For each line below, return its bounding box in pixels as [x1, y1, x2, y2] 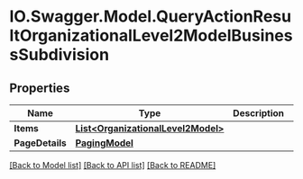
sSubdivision [9, 45, 110, 65]
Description [233, 107, 285, 119]
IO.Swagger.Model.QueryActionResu [9, 6, 291, 27]
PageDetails [14, 137, 68, 149]
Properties [9, 80, 70, 95]
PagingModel [75, 137, 133, 149]
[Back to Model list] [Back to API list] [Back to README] [9, 160, 216, 170]
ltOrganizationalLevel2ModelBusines [9, 25, 293, 46]
